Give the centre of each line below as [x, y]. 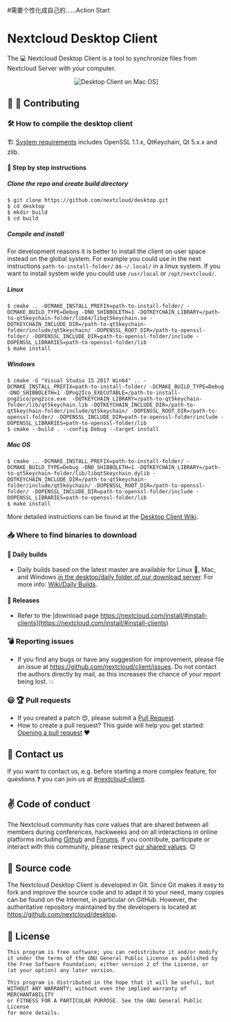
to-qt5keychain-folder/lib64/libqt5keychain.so [77, 318]
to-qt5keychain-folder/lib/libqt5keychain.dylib [78, 474]
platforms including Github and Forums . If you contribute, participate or [109, 839]
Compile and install [36, 234]
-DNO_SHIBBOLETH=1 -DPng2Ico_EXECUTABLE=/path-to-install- [94, 393]
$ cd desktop [26, 207]
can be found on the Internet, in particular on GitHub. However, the [102, 900]
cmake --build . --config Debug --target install [86, 429]
